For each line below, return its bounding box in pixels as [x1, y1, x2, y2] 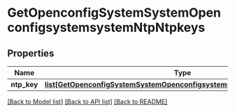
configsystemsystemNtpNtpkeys [7, 19, 206, 35]
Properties [7, 47, 55, 59]
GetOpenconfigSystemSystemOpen [7, 5, 222, 21]
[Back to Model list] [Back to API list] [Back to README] [7, 97, 168, 106]
